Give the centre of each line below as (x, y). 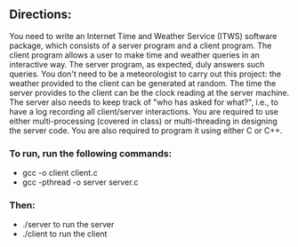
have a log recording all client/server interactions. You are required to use (144, 111)
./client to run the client (64, 234)
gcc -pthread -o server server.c (80, 182)
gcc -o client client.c (60, 173)
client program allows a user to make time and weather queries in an (135, 55)
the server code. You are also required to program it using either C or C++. (146, 130)
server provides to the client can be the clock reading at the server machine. (149, 92)
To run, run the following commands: (90, 153)
